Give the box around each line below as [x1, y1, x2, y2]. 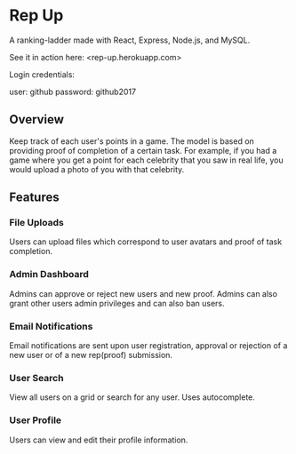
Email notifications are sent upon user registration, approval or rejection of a [9, 340, 288, 351]
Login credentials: [9, 68, 76, 80]
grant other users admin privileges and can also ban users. [9, 298, 225, 308]
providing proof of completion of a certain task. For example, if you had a [9, 145, 277, 155]
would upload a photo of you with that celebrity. [9, 163, 185, 174]
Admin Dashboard [9, 268, 89, 281]
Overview [9, 112, 65, 127]
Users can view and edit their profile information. [9, 434, 188, 445]
